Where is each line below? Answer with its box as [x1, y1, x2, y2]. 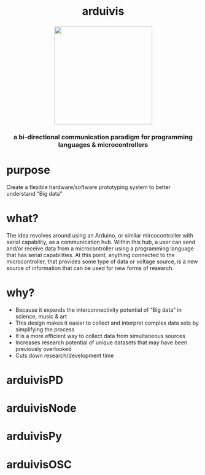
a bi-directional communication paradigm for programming [13, 133, 193, 142]
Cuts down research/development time [15, 352, 114, 359]
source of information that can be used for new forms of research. [6, 264, 174, 271]
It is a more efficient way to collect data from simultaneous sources [15, 332, 186, 339]
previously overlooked [15, 345, 72, 352]
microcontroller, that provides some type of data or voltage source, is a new [6, 258, 198, 265]
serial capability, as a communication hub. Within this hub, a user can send [6, 238, 196, 245]
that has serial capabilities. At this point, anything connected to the [6, 251, 175, 258]
